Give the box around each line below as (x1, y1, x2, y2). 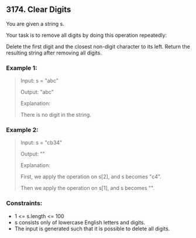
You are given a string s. (6, 20, 64, 27)
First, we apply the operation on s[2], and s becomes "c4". (20, 173, 162, 181)
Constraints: (6, 199, 43, 208)
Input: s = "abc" (20, 77, 59, 84)
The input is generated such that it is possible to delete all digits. (14, 225, 170, 232)
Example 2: (6, 126, 39, 134)
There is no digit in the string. (20, 111, 92, 118)
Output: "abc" (20, 89, 54, 96)
